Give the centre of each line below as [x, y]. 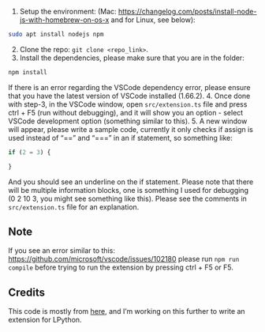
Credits [27, 292]
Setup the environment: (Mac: [68, 11]
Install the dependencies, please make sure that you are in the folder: [132, 58]
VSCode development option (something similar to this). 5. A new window [128, 121]
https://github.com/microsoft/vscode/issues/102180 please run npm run [124, 259]
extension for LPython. [45, 320]
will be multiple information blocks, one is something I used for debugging [128, 190]
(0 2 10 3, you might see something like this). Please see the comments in [127, 198]
